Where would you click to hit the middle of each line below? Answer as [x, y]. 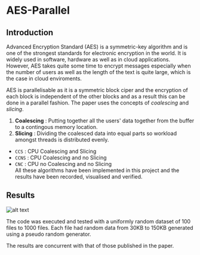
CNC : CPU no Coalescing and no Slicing [63, 164]
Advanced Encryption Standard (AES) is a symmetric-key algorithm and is [97, 47]
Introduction [30, 33]
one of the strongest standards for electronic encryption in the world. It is [96, 53]
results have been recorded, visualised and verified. [79, 176]
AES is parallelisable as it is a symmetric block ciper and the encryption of [97, 90]
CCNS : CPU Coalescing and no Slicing [61, 158]
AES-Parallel [38, 10]
